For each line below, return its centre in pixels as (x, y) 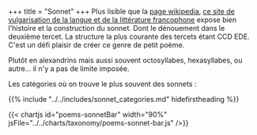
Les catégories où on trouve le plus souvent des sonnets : (102, 84)
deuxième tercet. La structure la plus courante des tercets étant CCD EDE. (129, 36)
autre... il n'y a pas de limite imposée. (69, 69)
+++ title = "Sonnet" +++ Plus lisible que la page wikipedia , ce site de (121, 11)
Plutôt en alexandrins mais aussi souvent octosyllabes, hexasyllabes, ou (125, 60)
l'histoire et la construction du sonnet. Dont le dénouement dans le (117, 28)
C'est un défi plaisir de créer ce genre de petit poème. (96, 45)
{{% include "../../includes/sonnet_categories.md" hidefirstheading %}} (124, 99)
